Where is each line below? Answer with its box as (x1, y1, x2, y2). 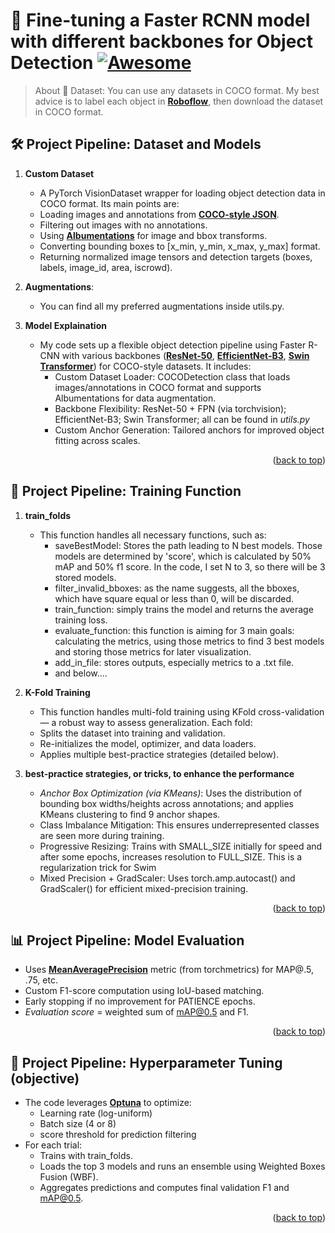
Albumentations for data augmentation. (54, 392, 217, 404)
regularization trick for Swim (39, 861, 157, 873)
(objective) (10, 1070, 80, 1087)
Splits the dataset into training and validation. (39, 727, 226, 739)
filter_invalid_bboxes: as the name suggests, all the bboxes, (54, 582, 300, 594)
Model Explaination (24, 319, 107, 331)
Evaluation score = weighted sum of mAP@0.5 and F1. (24, 1006, 250, 1018)
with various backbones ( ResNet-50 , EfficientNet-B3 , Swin (61, 349, 310, 361)
